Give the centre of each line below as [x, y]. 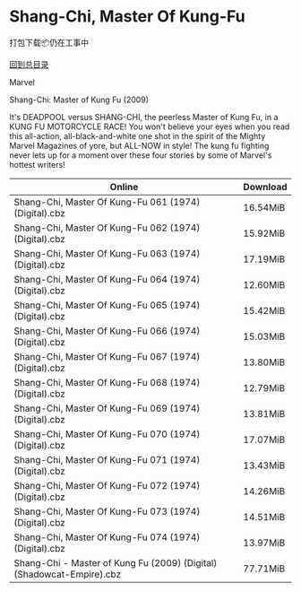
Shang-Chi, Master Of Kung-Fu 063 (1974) [107, 253]
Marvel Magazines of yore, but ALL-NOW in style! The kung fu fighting [139, 145]
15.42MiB [264, 310]
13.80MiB [264, 362]
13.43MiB [264, 466]
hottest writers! [37, 164]
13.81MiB [264, 414]
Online [124, 187]
